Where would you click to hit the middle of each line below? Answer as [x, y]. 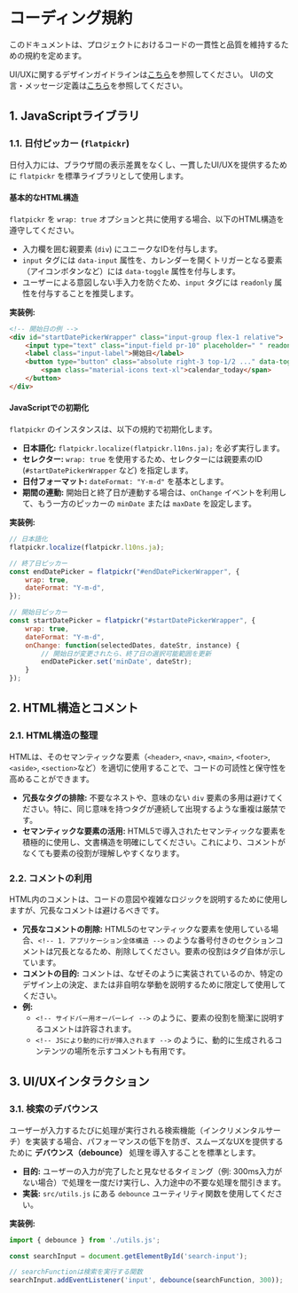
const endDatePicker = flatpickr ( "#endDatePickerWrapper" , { [125, 572]
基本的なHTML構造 [44, 198]
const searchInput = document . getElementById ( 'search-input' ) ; [129, 1256]
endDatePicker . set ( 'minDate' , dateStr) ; [117, 662]
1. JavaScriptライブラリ [74, 116]
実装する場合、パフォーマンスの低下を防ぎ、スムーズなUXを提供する [158, 1141]
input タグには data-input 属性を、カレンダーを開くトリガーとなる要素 [152, 260]
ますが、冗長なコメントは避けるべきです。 [86, 911]
